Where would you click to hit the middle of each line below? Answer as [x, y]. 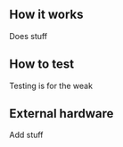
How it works [46, 15]
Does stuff [29, 36]
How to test [41, 65]
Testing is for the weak [51, 86]
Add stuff [26, 135]
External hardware [61, 114]
